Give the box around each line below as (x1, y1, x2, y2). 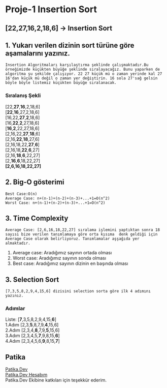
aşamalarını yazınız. (5, 49, 70, 57)
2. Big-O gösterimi (5, 178, 64, 187)
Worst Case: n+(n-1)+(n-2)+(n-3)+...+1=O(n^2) (5, 200, 106, 205)
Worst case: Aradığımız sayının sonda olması (12, 255, 107, 261)
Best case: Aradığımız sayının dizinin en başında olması (12, 260, 128, 266)
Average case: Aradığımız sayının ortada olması (12, 250, 112, 256)
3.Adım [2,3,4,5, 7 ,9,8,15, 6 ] (5, 333, 60, 339)
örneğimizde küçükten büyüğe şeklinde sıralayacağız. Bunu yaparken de (5, 67, 160, 72)
